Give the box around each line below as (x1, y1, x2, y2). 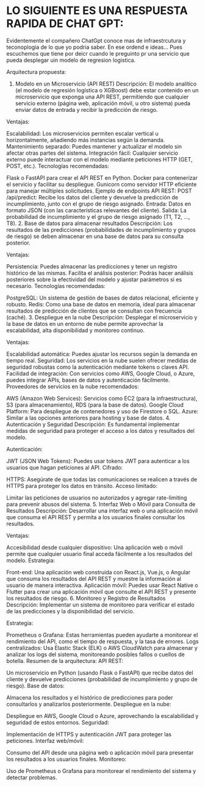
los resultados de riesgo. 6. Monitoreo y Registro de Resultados (6, 594, 166, 602)
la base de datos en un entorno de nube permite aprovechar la (6, 320, 164, 327)
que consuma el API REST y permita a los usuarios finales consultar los (6, 513, 185, 520)
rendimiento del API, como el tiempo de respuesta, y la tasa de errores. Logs (6, 637, 199, 645)
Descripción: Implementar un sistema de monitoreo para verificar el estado (6, 600, 195, 608)
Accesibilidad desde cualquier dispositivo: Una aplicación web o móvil (6, 544, 183, 551)
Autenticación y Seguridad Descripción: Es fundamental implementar (6, 420, 180, 428)
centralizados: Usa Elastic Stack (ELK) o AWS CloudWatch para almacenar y (6, 644, 198, 651)
